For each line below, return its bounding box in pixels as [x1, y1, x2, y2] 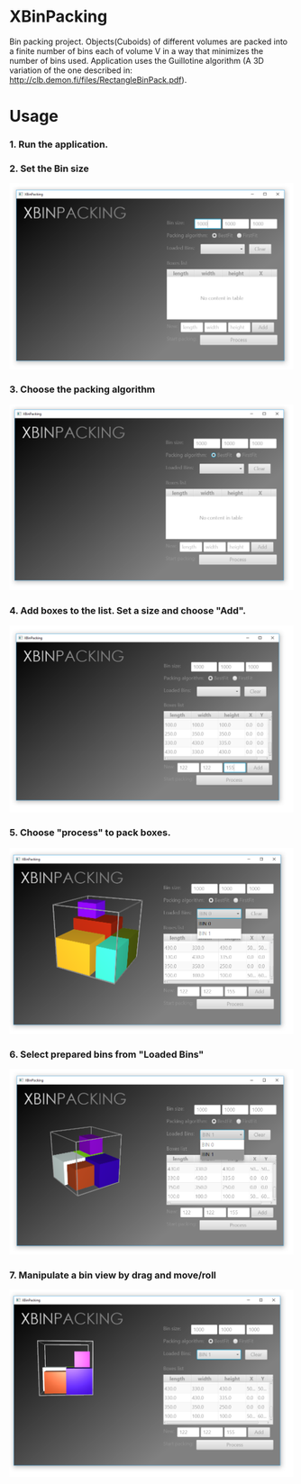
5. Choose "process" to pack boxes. [9, 826, 171, 839]
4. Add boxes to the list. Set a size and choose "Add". [9, 605, 246, 617]
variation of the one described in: [9, 65, 132, 76]
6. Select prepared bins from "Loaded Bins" [9, 1048, 205, 1061]
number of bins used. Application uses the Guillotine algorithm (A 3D [9, 55, 264, 66]
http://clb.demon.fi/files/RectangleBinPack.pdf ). [9, 74, 187, 85]
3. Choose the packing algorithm [9, 383, 156, 396]
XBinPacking [9, 6, 108, 27]
